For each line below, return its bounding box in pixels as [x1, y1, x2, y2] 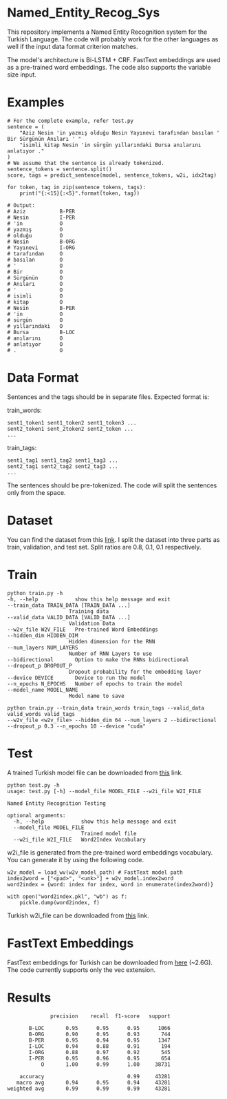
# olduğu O [7, 232, 63, 239]
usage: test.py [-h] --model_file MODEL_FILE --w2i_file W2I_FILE [7, 788, 202, 795]
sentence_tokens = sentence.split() [7, 166, 112, 173]
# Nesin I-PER [7, 214, 76, 221]
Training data [68, 607, 109, 615]
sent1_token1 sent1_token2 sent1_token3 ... [7, 419, 137, 426]
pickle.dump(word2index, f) [19, 899, 100, 906]
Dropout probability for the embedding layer [68, 668, 202, 675]
